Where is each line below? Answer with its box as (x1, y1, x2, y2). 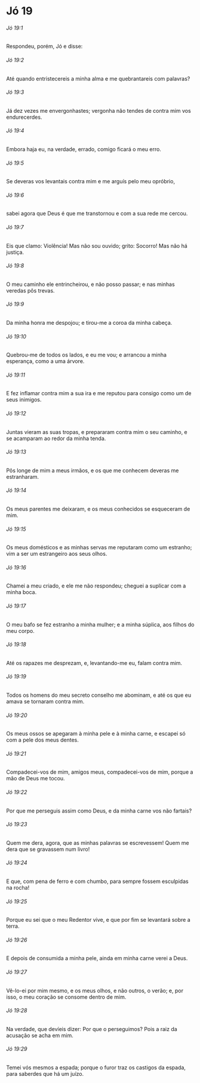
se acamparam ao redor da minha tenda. (6, 435, 106, 442)
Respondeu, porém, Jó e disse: (6, 43, 83, 50)
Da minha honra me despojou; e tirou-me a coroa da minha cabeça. (6, 319, 173, 327)
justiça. (6, 248, 24, 256)
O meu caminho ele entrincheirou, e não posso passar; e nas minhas (6, 281, 175, 288)
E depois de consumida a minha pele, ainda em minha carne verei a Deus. (6, 955, 188, 962)
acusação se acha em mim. (6, 1032, 73, 1039)
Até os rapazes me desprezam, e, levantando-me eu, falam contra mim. (6, 659, 183, 666)
